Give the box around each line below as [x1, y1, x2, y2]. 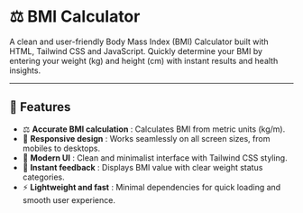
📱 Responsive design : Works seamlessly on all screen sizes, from [22, 133, 271, 144]
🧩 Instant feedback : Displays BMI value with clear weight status [22, 162, 263, 172]
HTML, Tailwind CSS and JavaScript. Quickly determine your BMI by [9, 45, 263, 56]
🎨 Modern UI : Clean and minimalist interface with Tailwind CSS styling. [22, 152, 288, 163]
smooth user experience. [22, 194, 115, 205]
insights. [9, 65, 41, 76]
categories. [22, 171, 65, 182]
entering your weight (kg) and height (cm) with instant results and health [9, 55, 279, 66]
